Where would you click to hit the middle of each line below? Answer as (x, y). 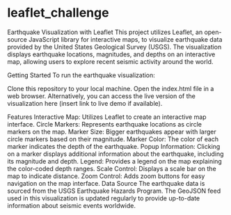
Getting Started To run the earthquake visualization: (81, 75)
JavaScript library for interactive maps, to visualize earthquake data (126, 39)
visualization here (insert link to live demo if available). (85, 103)
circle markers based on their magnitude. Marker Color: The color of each (113, 139)
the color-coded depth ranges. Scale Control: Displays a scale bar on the (112, 168)
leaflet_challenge (58, 13)
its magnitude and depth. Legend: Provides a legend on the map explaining (115, 161)
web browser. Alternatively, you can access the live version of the (102, 96)
